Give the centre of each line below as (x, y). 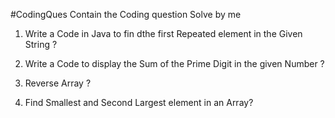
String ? (41, 44)
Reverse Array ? (58, 83)
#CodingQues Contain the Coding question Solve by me (126, 14)
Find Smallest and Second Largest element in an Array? (139, 102)
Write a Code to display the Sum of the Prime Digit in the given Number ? (174, 63)
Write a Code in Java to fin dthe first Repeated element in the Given (163, 33)
